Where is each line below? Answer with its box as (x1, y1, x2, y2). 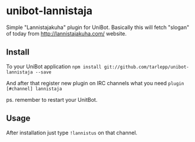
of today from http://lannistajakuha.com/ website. (6, 30, 127, 37)
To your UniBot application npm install (6, 63, 102, 70)
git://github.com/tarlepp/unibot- (104, 64, 190, 70)
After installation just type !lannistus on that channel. (6, 129, 138, 136)
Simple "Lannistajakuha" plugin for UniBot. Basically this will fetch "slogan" (6, 24, 190, 31)
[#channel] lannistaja (6, 86, 62, 92)
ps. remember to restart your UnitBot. (6, 96, 98, 103)
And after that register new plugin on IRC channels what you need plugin (6, 79, 184, 86)
